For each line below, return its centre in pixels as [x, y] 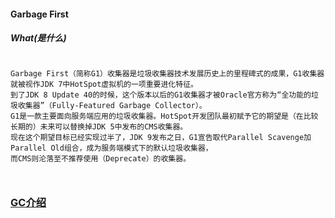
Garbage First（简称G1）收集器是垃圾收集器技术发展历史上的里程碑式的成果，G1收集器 [167, 73]
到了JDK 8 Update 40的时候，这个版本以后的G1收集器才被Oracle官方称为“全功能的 [161, 95]
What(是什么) [38, 38]
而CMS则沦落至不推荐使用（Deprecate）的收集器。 [101, 158]
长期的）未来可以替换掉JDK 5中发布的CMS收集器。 [99, 126]
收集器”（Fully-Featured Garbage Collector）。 [112, 105]
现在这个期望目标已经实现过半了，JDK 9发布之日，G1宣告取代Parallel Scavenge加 [161, 137]
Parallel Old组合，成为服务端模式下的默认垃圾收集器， [111, 148]
